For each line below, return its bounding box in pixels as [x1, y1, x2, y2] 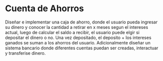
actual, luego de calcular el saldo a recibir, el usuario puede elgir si [5, 29, 140, 35]
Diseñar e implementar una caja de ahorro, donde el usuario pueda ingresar [5, 19, 158, 25]
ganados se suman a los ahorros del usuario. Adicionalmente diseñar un [5, 40, 151, 45]
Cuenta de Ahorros [5, 3, 84, 14]
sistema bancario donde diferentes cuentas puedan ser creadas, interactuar [5, 45, 159, 51]
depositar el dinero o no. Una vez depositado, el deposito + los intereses [5, 35, 152, 41]
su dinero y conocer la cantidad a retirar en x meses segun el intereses [5, 24, 148, 30]
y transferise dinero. [5, 50, 46, 56]
